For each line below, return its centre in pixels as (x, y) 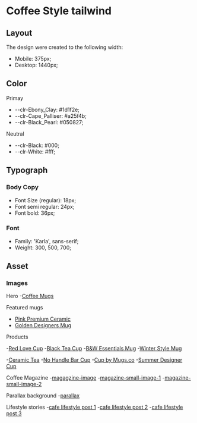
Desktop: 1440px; (36, 65)
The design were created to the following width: (65, 47)
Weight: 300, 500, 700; (43, 247)
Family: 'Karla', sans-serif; (47, 241)
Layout (19, 33)
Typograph (27, 170)
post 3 (14, 413)
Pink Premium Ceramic (43, 319)
